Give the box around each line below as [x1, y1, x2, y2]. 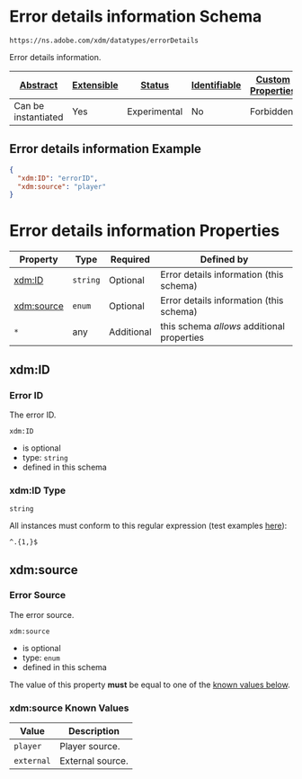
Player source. [59, 740, 120, 753]
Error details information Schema [9, 6, 262, 27]
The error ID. [9, 409, 57, 420]
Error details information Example [9, 141, 202, 157]
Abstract [19, 78, 58, 91]
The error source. [9, 609, 75, 620]
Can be [13, 99, 45, 112]
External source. [59, 755, 129, 767]
